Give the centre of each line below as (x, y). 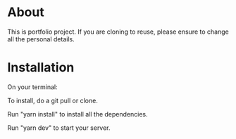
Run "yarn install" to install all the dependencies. (77, 114)
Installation (41, 68)
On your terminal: (32, 87)
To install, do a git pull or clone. (53, 100)
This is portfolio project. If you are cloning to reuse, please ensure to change (118, 32)
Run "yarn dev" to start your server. (59, 128)
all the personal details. (41, 39)
